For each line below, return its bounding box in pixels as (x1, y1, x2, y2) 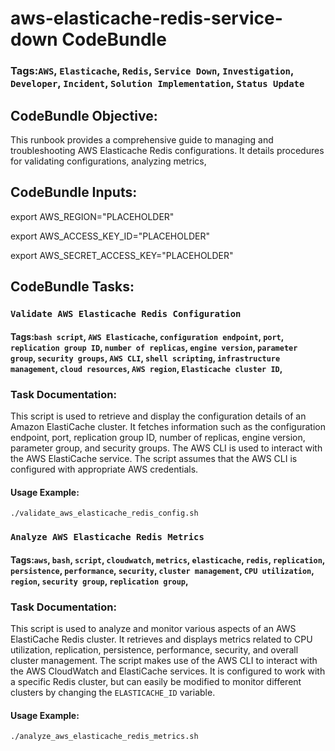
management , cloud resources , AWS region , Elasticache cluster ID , (10, 362, 283, 374)
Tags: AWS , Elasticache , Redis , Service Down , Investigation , (10, 64, 294, 78)
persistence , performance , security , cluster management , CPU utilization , (10, 564, 315, 576)
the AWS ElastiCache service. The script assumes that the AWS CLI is (10, 452, 298, 464)
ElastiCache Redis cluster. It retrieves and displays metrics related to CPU (10, 633, 313, 645)
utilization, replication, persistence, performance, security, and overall (10, 643, 299, 656)
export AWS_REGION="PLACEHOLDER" (10, 210, 175, 222)
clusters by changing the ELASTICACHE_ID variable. (10, 686, 216, 698)
